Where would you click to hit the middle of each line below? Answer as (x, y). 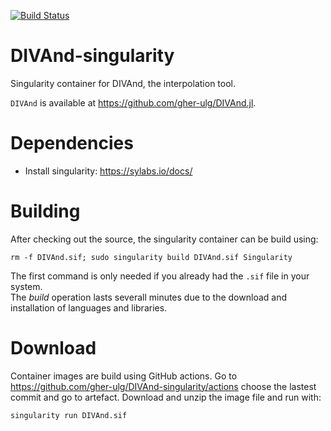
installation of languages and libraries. (89, 307)
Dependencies (72, 143)
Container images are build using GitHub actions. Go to (124, 376)
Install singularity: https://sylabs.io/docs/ (108, 171)
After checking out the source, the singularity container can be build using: (164, 239)
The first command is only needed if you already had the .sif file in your (160, 276)
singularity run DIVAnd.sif (69, 415)
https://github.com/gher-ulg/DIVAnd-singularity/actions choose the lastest (163, 386)
